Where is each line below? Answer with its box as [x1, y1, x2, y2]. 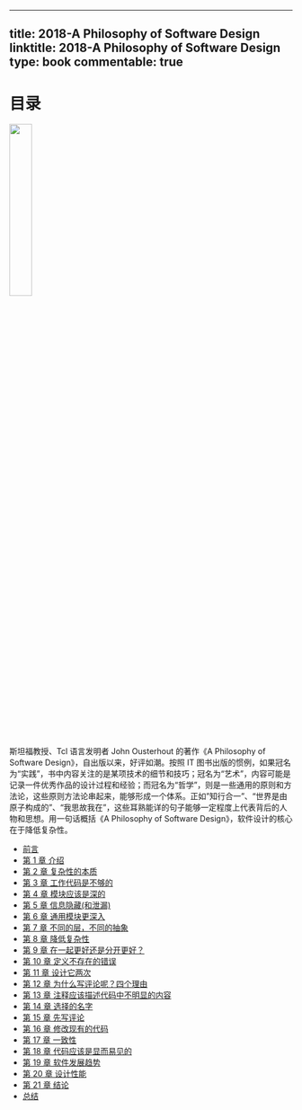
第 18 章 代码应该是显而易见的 [22, 1046, 132, 1057]
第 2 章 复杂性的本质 [22, 866, 98, 877]
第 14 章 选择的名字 [22, 1001, 93, 1012]
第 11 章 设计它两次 [22, 967, 92, 978]
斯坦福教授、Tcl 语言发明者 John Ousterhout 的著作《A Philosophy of [9, 746, 266, 757]
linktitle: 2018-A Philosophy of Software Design [9, 40, 281, 56]
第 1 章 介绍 [22, 855, 65, 866]
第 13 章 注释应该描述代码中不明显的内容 [22, 990, 172, 1000]
